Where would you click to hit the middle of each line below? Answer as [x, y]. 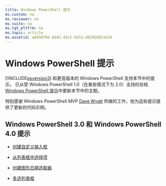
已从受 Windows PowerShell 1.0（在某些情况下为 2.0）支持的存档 [81, 84]
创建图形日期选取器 [32, 168]
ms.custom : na [20, 14]
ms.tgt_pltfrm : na [24, 28]
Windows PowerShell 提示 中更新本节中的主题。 [53, 90]
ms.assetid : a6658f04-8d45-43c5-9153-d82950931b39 [59, 38]
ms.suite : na [19, 24]
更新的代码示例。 [31, 107]
